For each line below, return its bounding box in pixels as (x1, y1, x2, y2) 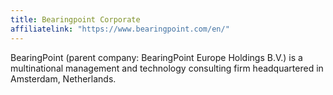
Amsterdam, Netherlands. (10, 72, 117, 85)
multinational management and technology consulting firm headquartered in (10, 62, 324, 74)
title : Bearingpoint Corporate (10, 14, 141, 25)
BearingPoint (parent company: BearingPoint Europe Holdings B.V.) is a (10, 51, 303, 63)
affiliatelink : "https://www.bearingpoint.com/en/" (10, 24, 230, 34)
